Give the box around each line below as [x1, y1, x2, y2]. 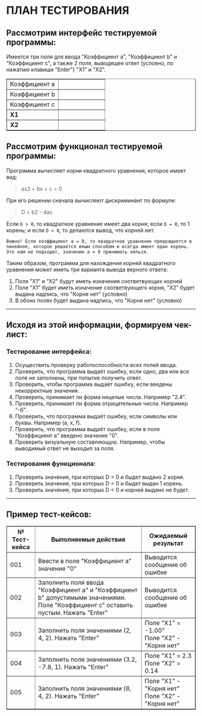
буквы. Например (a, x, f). [14, 419, 82, 426]
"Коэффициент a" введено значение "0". [14, 432, 119, 439]
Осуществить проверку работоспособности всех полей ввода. [14, 361, 177, 368]
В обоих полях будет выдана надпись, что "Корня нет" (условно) [14, 296, 182, 304]
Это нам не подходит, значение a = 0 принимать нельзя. [6, 249, 149, 255]
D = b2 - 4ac [20, 208, 53, 216]
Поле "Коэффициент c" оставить [38, 601, 133, 609]
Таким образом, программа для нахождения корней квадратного [6, 259, 176, 266]
